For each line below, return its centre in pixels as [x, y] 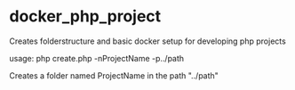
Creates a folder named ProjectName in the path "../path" [114, 75]
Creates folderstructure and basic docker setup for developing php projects [147, 41]
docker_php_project [85, 16]
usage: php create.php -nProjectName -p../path [97, 58]
